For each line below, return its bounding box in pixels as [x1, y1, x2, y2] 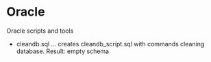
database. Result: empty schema [16, 47, 110, 55]
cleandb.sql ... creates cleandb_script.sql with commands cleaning [16, 40, 205, 48]
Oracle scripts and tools [6, 27, 74, 35]
